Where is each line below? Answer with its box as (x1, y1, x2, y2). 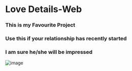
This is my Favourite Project (5, 22, 76, 29)
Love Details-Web (5, 4, 82, 15)
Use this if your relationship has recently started (5, 35, 127, 42)
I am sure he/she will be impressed (5, 48, 93, 55)
